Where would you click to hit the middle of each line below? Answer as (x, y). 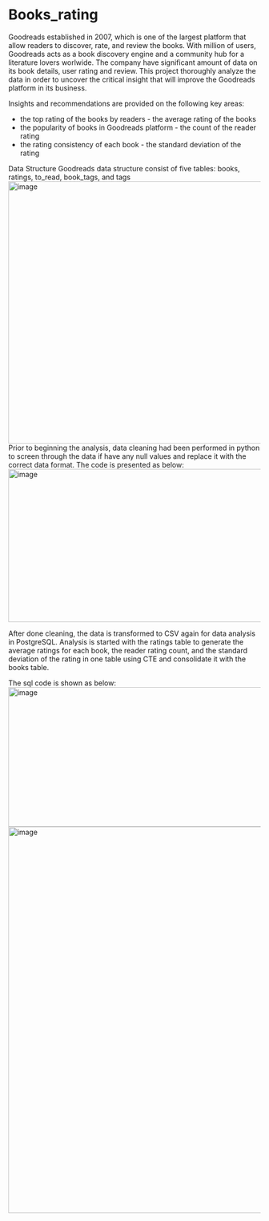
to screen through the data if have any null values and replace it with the (127, 456)
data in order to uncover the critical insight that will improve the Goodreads (132, 79)
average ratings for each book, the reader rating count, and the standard (128, 650)
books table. (29, 667)
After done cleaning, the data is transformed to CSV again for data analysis (132, 633)
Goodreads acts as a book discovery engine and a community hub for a (126, 54)
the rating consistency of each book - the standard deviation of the (130, 144)
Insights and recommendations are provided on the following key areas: (126, 103)
